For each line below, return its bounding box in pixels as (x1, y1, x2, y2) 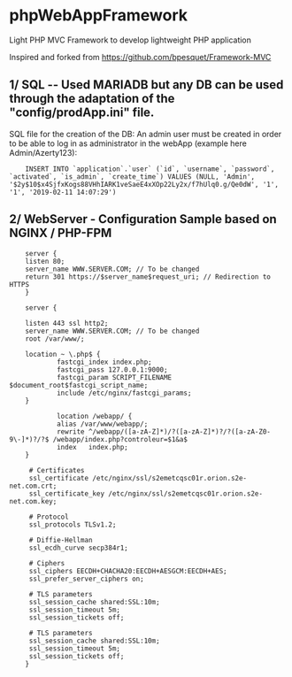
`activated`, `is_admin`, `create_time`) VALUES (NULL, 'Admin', (9, 172, 255, 181)
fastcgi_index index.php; (56, 358, 152, 366)
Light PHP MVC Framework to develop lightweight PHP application (9, 35, 252, 45)
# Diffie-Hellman (28, 535, 93, 544)
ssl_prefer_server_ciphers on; (28, 574, 144, 583)
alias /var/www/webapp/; (56, 419, 149, 428)
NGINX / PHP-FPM (9, 226, 112, 241)
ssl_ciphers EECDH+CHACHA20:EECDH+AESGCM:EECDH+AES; (28, 566, 227, 575)
